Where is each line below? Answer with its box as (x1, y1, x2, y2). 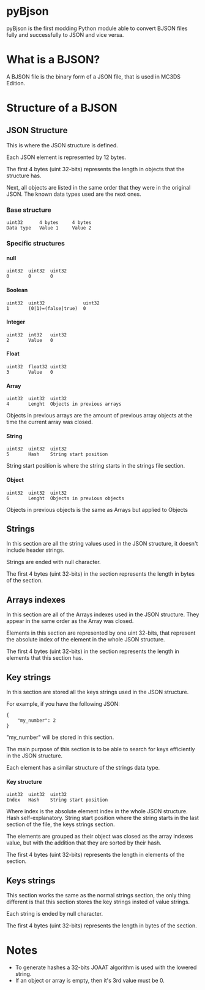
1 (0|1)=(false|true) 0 (6, 305, 86, 311)
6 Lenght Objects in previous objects (6, 495, 124, 501)
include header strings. (6, 546, 65, 554)
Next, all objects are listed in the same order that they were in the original (6, 184, 191, 191)
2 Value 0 (6, 337, 53, 343)
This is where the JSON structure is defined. (6, 141, 118, 149)
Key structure (6, 778, 42, 785)
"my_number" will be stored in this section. (6, 733, 114, 741)
